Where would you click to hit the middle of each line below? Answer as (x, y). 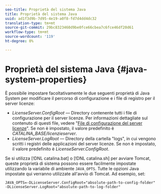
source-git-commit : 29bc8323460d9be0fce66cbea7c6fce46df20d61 (69, 28)
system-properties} (46, 79)
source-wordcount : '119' (30, 37)
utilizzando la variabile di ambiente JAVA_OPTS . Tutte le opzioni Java (72, 168)
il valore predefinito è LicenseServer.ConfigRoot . (61, 149)
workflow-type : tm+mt (27, 32)
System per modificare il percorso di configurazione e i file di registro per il (80, 98)
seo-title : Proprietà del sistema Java (45, 9)
